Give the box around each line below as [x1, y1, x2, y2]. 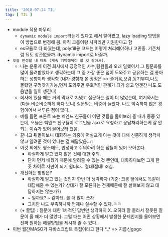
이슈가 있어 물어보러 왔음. [29, 126, 79, 132]
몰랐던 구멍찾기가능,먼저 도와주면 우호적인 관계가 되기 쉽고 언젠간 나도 [20, 82, 157, 88]
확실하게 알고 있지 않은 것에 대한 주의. [27, 151, 101, 157]
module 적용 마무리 [12, 26, 51, 33]
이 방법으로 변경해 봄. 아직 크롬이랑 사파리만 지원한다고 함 [20, 39, 133, 45]
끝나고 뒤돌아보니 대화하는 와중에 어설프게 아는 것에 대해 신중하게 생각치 [20, 132, 161, 138]
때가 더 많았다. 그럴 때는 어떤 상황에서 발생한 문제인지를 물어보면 [35, 213, 160, 219]
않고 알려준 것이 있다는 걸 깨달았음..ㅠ [20, 138, 94, 144]
